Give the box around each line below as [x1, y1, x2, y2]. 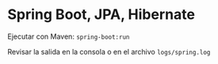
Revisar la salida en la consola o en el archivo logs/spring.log [7, 47, 211, 56]
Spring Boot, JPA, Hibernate [7, 6, 196, 24]
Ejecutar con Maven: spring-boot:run [7, 32, 130, 41]
